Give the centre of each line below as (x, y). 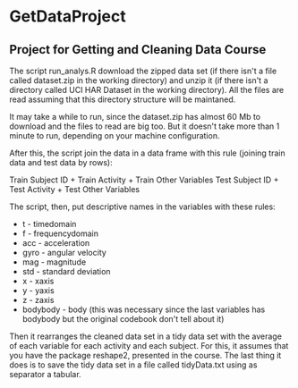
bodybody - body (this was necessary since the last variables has (144, 309)
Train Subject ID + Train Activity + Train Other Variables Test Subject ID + (144, 180)
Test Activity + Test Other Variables (75, 189)
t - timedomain (49, 224)
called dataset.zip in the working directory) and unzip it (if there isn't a (139, 80)
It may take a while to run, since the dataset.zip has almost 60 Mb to (135, 117)
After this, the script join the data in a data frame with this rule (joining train (147, 153)
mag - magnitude (54, 262)
